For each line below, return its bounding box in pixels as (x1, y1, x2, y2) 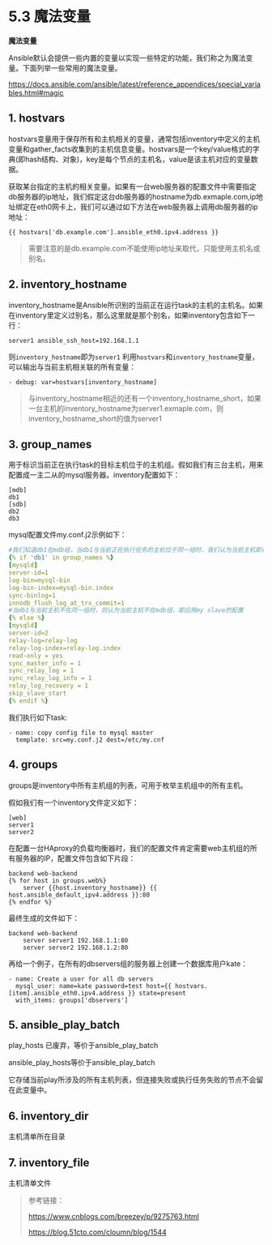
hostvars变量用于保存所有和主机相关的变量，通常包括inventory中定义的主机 (8, 134, 261, 143)
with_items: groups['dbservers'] (15, 996, 129, 1004)
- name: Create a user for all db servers (8, 974, 154, 983)
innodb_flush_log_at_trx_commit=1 (8, 599, 125, 607)
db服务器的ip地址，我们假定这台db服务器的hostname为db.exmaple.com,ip (8, 191, 257, 201)
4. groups (8, 758, 58, 772)
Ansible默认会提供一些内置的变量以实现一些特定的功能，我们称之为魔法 (8, 53, 246, 62)
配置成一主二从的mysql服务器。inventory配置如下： (8, 470, 181, 480)
